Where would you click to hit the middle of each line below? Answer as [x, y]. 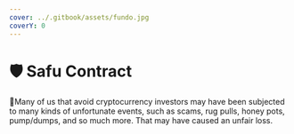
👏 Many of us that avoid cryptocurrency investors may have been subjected [147, 102]
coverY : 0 [28, 26]
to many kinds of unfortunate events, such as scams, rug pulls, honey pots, [147, 111]
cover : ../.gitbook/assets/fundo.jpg [79, 17]
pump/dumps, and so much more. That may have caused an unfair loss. [141, 121]
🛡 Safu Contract [71, 71]
